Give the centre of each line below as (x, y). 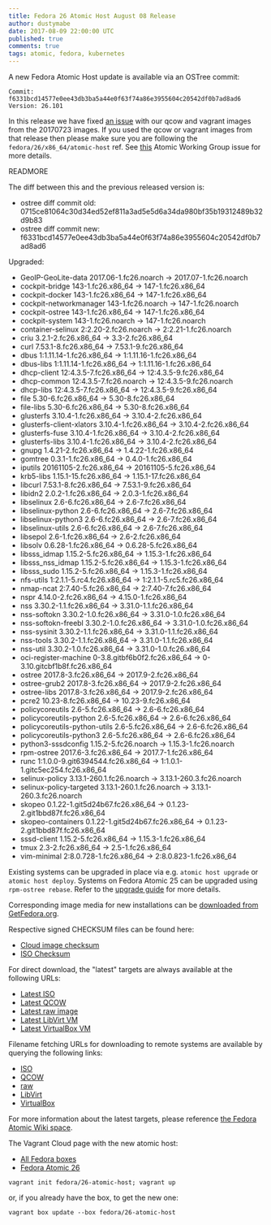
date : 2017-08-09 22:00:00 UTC (61, 31)
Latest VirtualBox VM (55, 1028)
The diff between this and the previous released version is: (107, 187)
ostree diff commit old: (58, 203)
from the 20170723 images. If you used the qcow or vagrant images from (131, 130)
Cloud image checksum (60, 945)
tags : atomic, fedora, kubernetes (67, 54)
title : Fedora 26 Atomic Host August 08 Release (92, 16)
